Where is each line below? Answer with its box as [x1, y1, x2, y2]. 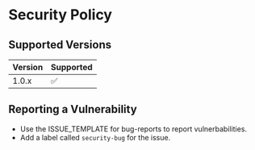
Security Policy [8, 6, 113, 24]
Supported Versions [8, 38, 111, 52]
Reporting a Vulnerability [8, 102, 137, 116]
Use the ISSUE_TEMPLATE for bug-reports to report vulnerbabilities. [19, 123, 248, 134]
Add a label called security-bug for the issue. [19, 132, 171, 142]
